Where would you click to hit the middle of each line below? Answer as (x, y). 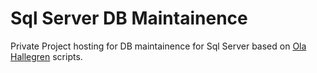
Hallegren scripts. (46, 56)
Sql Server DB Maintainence (129, 18)
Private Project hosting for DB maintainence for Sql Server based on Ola (158, 46)
